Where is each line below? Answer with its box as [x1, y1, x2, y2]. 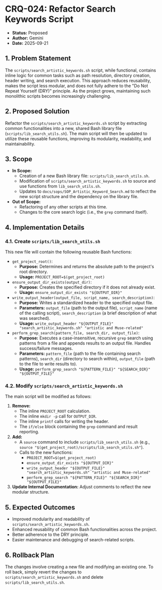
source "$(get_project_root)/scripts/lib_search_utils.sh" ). [19, 444, 144, 450]
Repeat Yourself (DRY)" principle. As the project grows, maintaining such [5, 88, 151, 93]
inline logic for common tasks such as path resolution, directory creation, [5, 72, 151, 78]
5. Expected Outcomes [5, 503, 75, 512]
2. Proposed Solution [5, 107, 70, 115]
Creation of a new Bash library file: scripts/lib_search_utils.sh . [19, 173, 150, 179]
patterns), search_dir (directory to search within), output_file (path [19, 356, 155, 362]
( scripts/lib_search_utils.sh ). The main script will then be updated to [5, 130, 147, 136]
